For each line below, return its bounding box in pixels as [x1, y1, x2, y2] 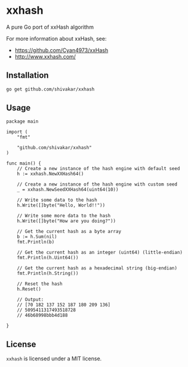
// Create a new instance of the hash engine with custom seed [17, 181, 178, 187]
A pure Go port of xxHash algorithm [6, 23, 94, 31]
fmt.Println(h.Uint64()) [17, 255, 79, 261]
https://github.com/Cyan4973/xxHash [14, 46, 109, 54]
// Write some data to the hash [17, 197, 97, 204]
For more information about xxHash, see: [6, 35, 107, 42]
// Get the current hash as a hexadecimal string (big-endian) [17, 265, 178, 271]
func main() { [6, 160, 42, 166]
